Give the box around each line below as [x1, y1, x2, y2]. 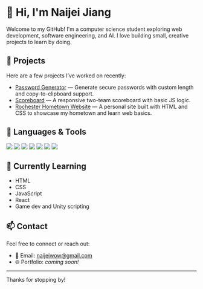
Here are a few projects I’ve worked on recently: [6, 72, 126, 79]
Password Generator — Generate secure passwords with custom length [14, 83, 194, 91]
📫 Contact [6, 221, 48, 232]
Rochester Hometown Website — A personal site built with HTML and [14, 103, 188, 110]
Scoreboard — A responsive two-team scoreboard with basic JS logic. [14, 96, 191, 103]
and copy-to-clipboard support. [14, 90, 94, 97]
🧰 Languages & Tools [6, 127, 86, 137]
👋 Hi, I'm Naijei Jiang [6, 5, 112, 19]
